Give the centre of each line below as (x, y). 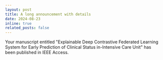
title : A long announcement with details (48, 14)
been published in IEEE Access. (37, 53)
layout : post (18, 10)
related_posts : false (27, 28)
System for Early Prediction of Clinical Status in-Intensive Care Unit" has (78, 47)
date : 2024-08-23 (23, 19)
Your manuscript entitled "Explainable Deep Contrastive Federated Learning (82, 42)
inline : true (18, 23)
